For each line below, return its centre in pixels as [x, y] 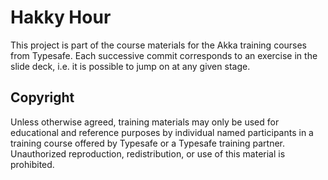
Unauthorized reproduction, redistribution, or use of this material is [148, 153]
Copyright [42, 97]
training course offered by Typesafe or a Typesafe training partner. [148, 143]
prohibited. [32, 164]
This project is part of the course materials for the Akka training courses [159, 45]
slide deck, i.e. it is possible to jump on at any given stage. [130, 66]
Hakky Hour [61, 17]
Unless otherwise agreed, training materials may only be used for [145, 122]
